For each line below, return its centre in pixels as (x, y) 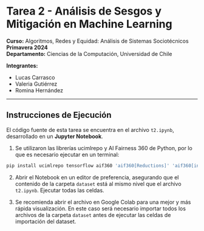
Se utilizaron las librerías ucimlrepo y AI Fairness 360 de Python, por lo (104, 148)
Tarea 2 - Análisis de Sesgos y (84, 11)
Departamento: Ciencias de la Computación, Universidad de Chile (89, 53)
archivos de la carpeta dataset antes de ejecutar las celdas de (93, 215)
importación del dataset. (46, 221)
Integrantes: (22, 66)
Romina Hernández (39, 90)
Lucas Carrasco (35, 77)
